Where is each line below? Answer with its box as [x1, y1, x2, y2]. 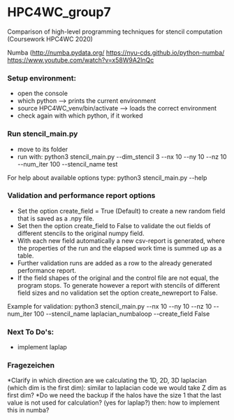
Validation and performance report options [7, 190, 156, 200]
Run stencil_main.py [7, 129, 78, 139]
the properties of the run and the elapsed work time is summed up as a [17, 244, 222, 252]
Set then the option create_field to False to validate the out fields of [17, 221, 211, 230]
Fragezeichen [7, 360, 54, 370]
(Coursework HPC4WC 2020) [7, 34, 93, 43]
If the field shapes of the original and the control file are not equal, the [17, 274, 219, 282]
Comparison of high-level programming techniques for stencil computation [7, 27, 223, 36]
